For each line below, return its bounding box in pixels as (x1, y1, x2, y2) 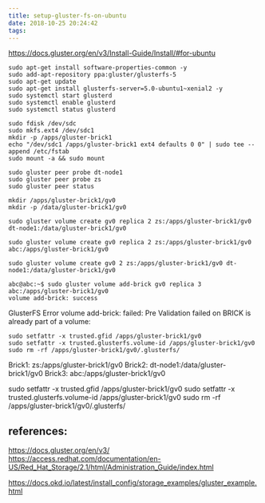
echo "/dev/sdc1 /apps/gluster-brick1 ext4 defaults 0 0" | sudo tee (8, 141, 245, 149)
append (8, 148, 30, 156)
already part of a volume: (8, 317, 91, 327)
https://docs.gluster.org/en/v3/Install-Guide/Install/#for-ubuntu (8, 49, 216, 58)
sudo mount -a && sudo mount (8, 155, 105, 163)
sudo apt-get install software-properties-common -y (8, 64, 188, 72)
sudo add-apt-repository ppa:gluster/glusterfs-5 (8, 71, 177, 79)
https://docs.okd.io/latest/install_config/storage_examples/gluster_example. (8, 478, 257, 488)
